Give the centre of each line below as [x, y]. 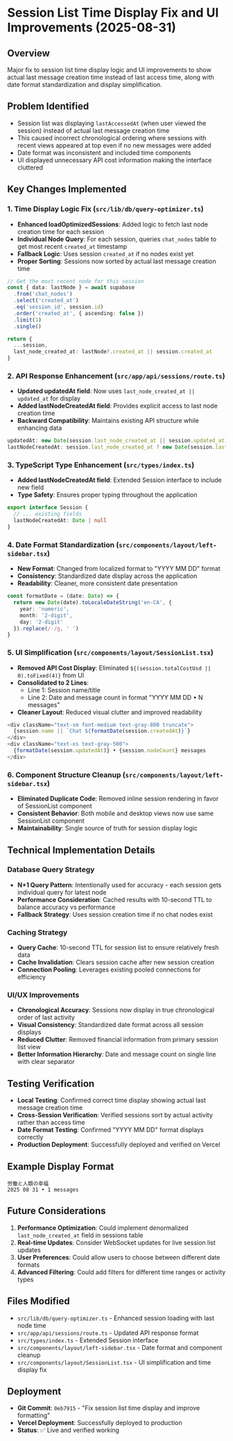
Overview [29, 53]
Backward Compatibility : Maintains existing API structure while [108, 421]
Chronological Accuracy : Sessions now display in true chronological [116, 1010]
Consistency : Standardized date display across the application [107, 576]
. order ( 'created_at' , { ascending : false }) [79, 313]
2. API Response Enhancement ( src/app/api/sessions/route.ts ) [116, 376]
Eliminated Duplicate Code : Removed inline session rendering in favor [118, 799]
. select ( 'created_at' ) [46, 301]
